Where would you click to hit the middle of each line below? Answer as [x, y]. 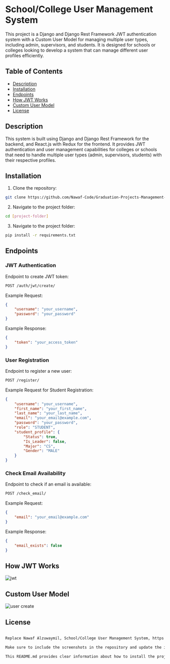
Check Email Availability [35, 473]
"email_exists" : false [38, 545]
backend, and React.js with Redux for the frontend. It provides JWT [75, 144]
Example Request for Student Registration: [49, 390]
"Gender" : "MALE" [41, 451]
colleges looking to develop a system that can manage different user [77, 50]
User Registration [27, 360]
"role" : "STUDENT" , [35, 428]
